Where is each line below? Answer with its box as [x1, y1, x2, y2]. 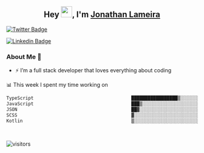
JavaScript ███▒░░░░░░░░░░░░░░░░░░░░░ [6, 101, 200, 107]
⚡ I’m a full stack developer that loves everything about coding [15, 67, 172, 74]
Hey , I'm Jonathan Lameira [43, 10, 161, 20]
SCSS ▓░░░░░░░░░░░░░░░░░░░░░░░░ [6, 112, 200, 118]
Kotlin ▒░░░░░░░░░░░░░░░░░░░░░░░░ [6, 118, 200, 124]
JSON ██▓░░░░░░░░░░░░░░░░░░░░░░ [6, 106, 200, 112]
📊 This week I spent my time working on [6, 81, 108, 89]
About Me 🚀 [6, 52, 42, 61]
